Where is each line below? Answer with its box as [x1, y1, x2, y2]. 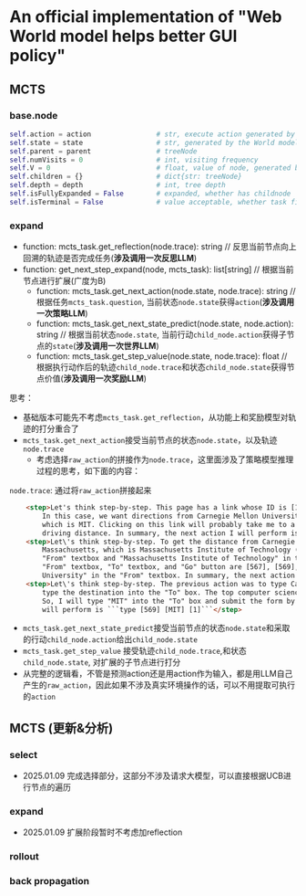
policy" [9, 46, 66, 66]
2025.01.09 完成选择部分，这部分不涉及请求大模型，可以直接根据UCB [22, 770, 284, 782]
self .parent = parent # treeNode [9, 146, 198, 156]
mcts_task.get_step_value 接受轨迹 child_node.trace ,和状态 [22, 646, 248, 657]
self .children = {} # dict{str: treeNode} [9, 172, 243, 182]
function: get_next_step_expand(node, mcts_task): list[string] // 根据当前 [22, 264, 294, 275]
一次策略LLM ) [36, 308, 88, 319]
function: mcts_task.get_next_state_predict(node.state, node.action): [36, 318, 294, 330]
